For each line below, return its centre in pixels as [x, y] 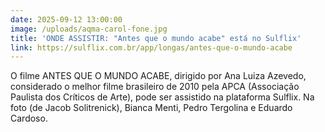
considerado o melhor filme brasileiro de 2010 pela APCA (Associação [155, 87]
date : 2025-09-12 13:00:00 [66, 19]
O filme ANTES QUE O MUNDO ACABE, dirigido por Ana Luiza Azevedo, [158, 76]
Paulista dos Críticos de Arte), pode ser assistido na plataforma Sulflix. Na [162, 97]
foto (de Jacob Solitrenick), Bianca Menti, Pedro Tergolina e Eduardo [151, 108]
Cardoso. [29, 118]
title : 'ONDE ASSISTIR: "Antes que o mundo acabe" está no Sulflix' [156, 38]
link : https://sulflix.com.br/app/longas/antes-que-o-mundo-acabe [151, 47]
